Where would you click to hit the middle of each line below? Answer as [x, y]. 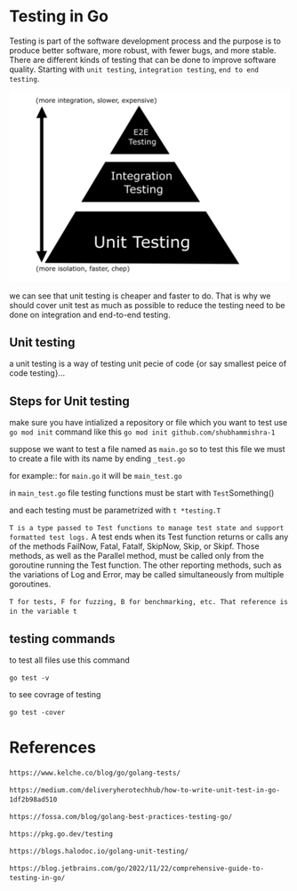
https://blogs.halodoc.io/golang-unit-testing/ [99, 851]
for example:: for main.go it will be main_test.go [96, 476]
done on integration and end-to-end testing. [90, 314]
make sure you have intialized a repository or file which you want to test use [148, 423]
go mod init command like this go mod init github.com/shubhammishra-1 [142, 432]
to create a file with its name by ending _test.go [97, 458]
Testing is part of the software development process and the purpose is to [145, 41]
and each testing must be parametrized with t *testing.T [115, 510]
